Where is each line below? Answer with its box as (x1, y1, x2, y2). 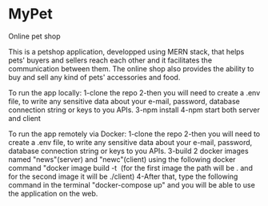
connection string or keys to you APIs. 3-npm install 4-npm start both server (8, 105, 260, 115)
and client (8, 113, 42, 123)
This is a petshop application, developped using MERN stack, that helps (8, 46, 245, 56)
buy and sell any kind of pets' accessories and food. (8, 72, 181, 82)
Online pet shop (8, 31, 62, 41)
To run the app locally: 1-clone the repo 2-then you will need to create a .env (8, 87, 261, 97)
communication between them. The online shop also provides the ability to (8, 63, 254, 73)
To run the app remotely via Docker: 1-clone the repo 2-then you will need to (8, 129, 261, 139)
